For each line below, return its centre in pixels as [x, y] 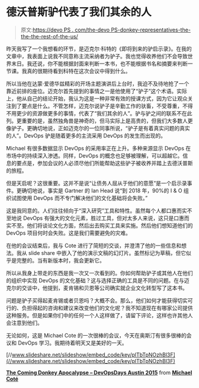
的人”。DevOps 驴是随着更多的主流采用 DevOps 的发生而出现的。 [86, 135]
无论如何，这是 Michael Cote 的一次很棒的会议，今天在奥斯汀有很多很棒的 [96, 335]
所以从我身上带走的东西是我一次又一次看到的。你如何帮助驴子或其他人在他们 [99, 273]
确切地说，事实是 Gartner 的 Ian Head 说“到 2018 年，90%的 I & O [102, 190]
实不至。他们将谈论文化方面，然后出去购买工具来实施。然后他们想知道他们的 [99, 225]
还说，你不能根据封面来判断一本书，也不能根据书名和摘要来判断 [110, 64]
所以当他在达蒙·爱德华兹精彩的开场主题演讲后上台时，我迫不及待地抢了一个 [98, 83]
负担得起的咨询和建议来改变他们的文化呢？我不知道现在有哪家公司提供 [107, 308]
